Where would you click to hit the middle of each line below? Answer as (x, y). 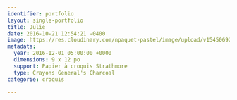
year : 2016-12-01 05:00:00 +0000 (63, 54)
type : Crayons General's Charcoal (64, 73)
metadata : (22, 46)
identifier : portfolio (41, 14)
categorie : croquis (36, 79)
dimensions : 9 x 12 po (47, 60)
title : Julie (26, 27)
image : (17, 40)
